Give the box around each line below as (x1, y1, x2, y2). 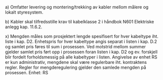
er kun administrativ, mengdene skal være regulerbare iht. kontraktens (5, 60, 147, 65)
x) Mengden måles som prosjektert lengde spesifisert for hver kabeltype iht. (5, 34, 159, 39)
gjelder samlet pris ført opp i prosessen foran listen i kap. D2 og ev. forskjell (5, 49, 158, 55)
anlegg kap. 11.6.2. (5, 24, 43, 30)
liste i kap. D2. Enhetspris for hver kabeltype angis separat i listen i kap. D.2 (5, 39, 158, 44)
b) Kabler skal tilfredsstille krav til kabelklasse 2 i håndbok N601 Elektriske (5, 19, 154, 24)
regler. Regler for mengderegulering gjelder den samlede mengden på (5, 64, 146, 70)
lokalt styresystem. (5, 9, 44, 15)
